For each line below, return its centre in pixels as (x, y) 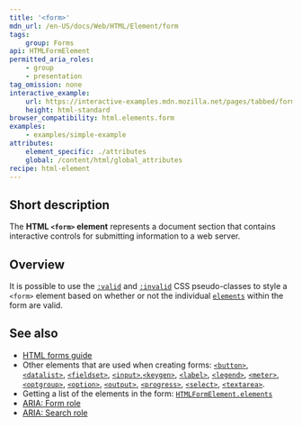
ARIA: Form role (51, 403)
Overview (37, 264)
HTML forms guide (57, 355)
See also (34, 334)
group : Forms (50, 43)
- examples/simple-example (76, 135)
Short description (60, 205)
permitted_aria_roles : (52, 59)
